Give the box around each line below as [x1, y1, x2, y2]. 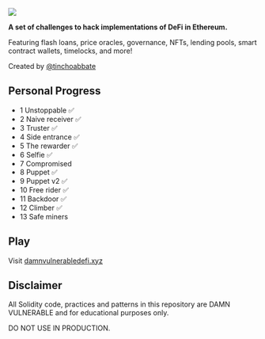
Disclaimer [8, 279, 62, 292]
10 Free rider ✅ [19, 185, 69, 194]
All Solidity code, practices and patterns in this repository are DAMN [8, 299, 231, 309]
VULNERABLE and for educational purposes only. [8, 308, 169, 318]
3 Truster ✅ [19, 123, 58, 132]
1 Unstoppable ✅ [19, 105, 75, 115]
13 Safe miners [19, 211, 69, 221]
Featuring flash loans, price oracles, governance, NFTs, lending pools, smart [8, 38, 257, 47]
